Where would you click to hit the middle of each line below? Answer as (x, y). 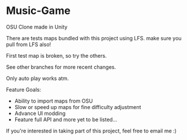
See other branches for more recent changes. (61, 67)
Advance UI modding (40, 113)
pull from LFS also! (29, 44)
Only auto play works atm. (37, 78)
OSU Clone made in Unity (37, 27)
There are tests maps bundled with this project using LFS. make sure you (94, 38)
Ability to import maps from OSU (54, 101)
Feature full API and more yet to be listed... (66, 119)
